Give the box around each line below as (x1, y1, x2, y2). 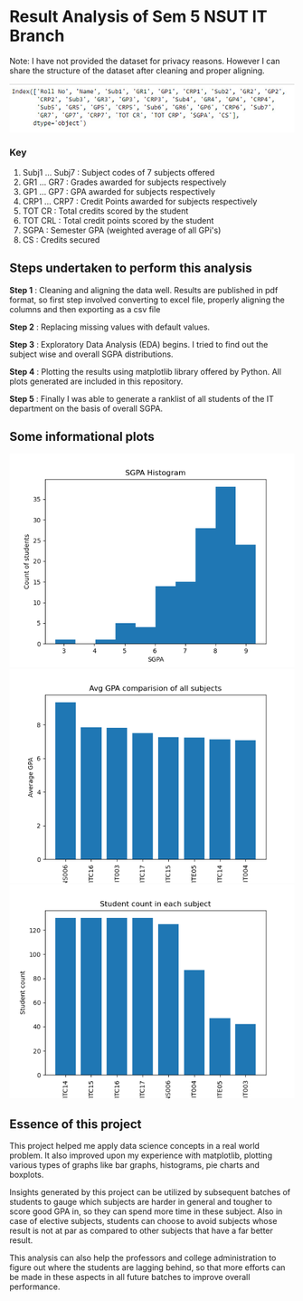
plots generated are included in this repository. (9, 376, 184, 387)
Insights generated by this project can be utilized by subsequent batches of (9, 1187, 291, 1198)
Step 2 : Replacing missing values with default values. (9, 321, 211, 332)
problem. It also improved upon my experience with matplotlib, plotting (9, 1150, 273, 1161)
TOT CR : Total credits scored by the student (22, 206, 189, 216)
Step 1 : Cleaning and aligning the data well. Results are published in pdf (9, 284, 279, 295)
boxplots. (9, 1170, 44, 1181)
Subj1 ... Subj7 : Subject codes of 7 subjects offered (22, 167, 215, 177)
